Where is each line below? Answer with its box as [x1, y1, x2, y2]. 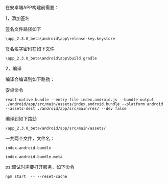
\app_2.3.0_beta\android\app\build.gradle [5, 56, 97, 61]
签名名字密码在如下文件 [5, 46, 55, 52]
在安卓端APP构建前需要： [5, 5, 59, 10]
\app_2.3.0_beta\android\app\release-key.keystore [5, 36, 115, 41]
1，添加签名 [5, 15, 30, 21]
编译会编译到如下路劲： [5, 76, 55, 82]
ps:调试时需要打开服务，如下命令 [5, 164, 75, 170]
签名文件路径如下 [5, 26, 41, 32]
